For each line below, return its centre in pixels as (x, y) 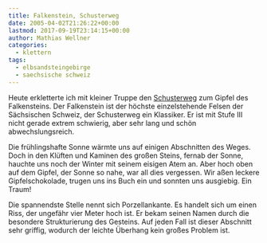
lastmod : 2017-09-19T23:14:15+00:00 (69, 30)
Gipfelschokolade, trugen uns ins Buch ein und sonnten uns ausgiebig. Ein (130, 181)
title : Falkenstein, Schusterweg (64, 16)
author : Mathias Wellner (49, 38)
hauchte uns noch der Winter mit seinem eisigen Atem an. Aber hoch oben (131, 163)
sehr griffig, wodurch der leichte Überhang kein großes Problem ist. (119, 230)
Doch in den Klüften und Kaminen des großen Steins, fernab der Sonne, (126, 155)
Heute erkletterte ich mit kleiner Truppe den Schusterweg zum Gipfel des (128, 97)
